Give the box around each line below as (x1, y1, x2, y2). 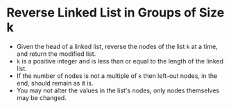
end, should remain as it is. (16, 79, 94, 87)
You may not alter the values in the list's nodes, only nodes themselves (16, 86, 220, 95)
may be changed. (16, 93, 67, 101)
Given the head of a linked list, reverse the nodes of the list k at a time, (16, 42, 218, 50)
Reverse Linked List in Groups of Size (6, 5, 225, 21)
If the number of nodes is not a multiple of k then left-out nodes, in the (16, 71, 218, 80)
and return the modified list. (16, 50, 96, 58)
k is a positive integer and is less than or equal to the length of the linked (16, 57, 223, 65)
